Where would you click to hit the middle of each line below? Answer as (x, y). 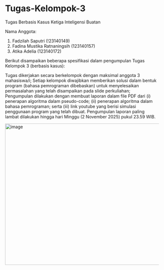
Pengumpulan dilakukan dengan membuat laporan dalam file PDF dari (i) (78, 96)
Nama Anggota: (21, 31)
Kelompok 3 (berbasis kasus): (35, 66)
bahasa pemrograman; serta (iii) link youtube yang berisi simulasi (71, 106)
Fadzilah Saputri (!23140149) (41, 41)
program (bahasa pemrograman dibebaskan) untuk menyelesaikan (72, 85)
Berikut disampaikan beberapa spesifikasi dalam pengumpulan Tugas (75, 60)
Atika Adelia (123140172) (37, 51)
